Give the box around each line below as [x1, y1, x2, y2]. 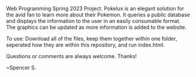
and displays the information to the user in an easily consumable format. [6, 18, 181, 24]
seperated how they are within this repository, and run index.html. [6, 41, 165, 48]
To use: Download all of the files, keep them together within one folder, [6, 35, 177, 42]
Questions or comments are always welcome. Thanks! [6, 53, 137, 59]
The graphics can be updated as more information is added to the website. [6, 24, 187, 31]
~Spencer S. [6, 64, 36, 71]
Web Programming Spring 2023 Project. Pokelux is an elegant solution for [6, 5, 184, 12]
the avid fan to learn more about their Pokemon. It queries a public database [6, 11, 190, 18]
